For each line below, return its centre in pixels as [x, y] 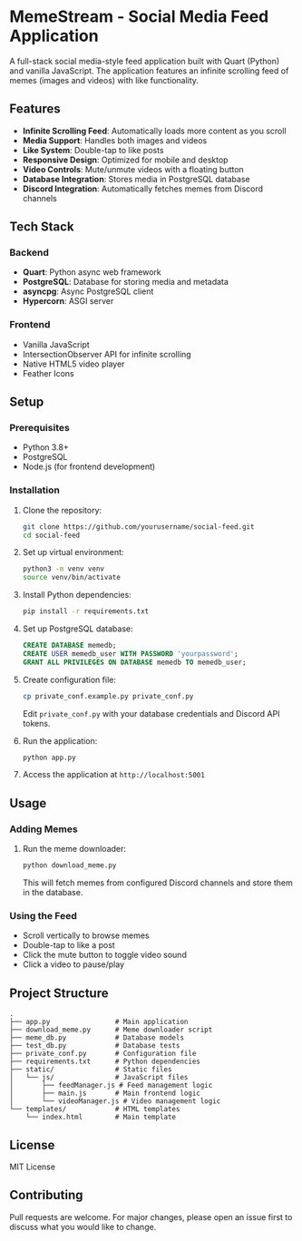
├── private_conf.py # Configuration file [103, 1054]
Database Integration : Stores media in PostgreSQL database [136, 179]
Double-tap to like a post [68, 945]
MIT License [33, 1167]
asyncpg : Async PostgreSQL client [88, 291]
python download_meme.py [69, 865]
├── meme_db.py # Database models [97, 1038]
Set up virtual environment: [73, 552]
